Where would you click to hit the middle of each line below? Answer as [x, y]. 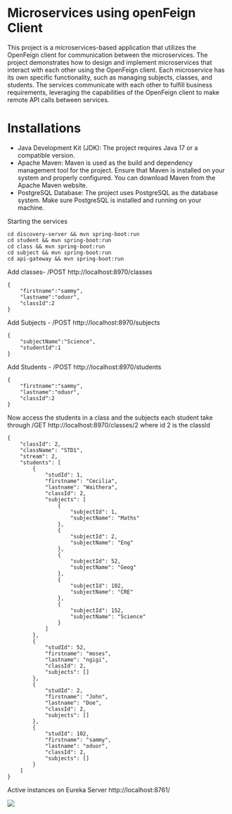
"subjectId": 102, [97, 586]
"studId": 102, [67, 734]
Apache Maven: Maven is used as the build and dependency [105, 163]
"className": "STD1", [51, 450]
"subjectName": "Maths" [105, 518]
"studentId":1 [40, 347]
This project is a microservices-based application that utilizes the [102, 47]
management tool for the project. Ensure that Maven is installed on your [121, 170]
